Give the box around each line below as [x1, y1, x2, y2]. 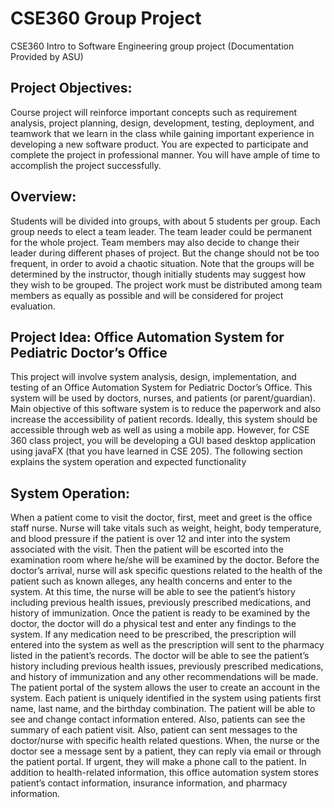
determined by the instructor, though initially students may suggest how [10, 268, 307, 280]
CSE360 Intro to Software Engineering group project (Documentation [10, 40, 295, 52]
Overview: [10, 188, 77, 206]
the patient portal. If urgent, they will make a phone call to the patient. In [10, 756, 307, 768]
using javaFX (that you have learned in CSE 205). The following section [10, 445, 303, 457]
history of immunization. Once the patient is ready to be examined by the [10, 607, 311, 619]
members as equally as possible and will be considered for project [10, 289, 284, 301]
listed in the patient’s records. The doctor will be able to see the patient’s [10, 650, 310, 662]
